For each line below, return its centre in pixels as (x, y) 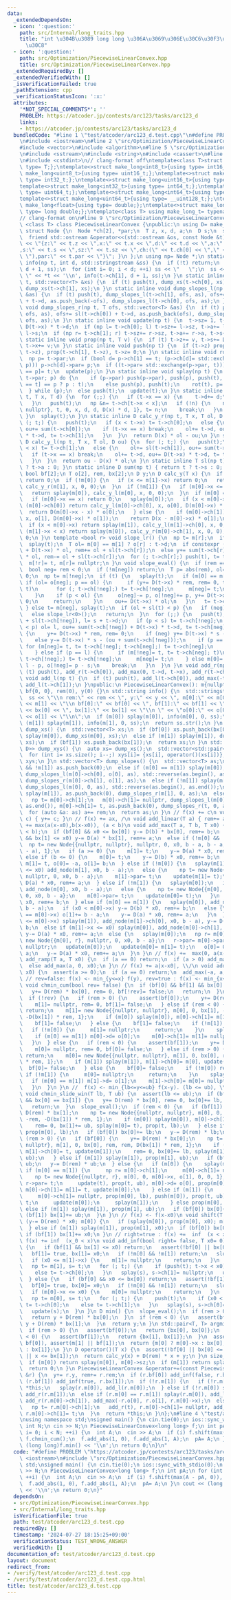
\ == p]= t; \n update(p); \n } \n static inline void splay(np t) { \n (121, 371)
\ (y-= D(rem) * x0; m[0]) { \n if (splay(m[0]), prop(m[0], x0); (118, 1222)
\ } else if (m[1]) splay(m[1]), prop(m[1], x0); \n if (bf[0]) (115, 1228)
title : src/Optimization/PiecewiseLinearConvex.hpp (95, 65)
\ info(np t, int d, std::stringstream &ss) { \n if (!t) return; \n (120, 263)
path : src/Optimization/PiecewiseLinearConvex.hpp (93, 58)
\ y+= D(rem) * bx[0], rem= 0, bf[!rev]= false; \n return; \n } (120, 991)
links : (29, 122)
